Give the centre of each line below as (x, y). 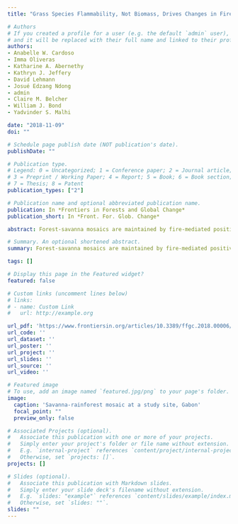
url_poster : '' (30, 346)
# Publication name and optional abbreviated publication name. (104, 203)
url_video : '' (28, 372)
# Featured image (33, 385)
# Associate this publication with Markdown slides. (90, 483)
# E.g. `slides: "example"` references (69, 496)
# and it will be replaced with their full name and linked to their (112, 40)
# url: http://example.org (50, 313)
